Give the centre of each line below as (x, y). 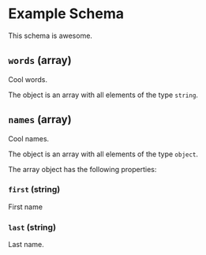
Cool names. (29, 138)
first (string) (34, 189)
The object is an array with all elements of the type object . (103, 154)
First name (26, 207)
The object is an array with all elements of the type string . (103, 95)
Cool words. (28, 79)
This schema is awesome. (51, 36)
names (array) (40, 120)
